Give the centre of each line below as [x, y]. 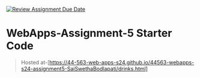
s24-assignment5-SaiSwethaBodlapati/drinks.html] [84, 68]
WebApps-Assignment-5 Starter [89, 33]
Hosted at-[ [35, 62]
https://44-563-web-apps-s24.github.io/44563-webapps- [122, 62]
